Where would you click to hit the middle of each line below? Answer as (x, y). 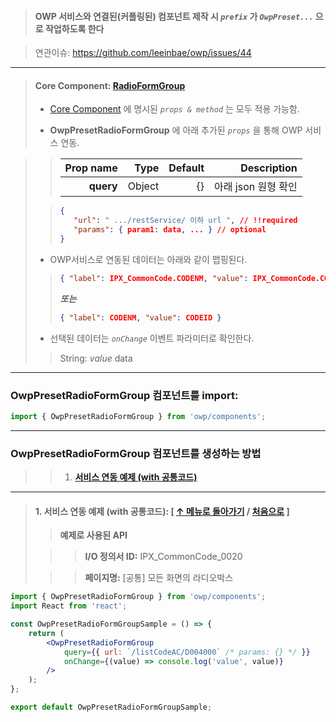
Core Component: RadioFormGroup (110, 85)
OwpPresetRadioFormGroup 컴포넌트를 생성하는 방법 (136, 453)
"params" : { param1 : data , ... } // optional (170, 230)
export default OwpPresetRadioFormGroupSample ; (111, 707)
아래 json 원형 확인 (256, 187)
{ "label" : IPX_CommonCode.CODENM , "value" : (154, 278)
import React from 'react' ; (69, 606)
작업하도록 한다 (74, 28)
